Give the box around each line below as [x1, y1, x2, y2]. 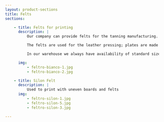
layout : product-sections [5, 7, 58, 12]
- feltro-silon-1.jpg [26, 96, 71, 101]
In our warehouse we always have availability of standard [26, 52, 150, 56]
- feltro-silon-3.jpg [26, 105, 71, 110]
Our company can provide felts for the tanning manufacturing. [26, 34, 159, 39]
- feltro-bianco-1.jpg [26, 65, 73, 70]
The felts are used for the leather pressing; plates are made [26, 43, 159, 48]
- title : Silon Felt [14, 78, 56, 83]
